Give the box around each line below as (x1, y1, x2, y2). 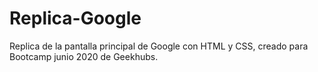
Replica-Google (9, 7, 142, 30)
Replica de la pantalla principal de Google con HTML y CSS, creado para (9, 40, 309, 52)
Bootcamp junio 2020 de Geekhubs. (9, 50, 159, 62)
